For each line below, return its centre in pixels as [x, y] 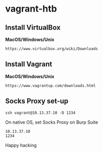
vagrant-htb [31, 9]
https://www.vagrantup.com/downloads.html [50, 86]
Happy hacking [21, 145]
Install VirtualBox [33, 28]
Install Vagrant [29, 64]
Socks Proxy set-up [37, 101]
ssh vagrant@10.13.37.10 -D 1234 [40, 113]
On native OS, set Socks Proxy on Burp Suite [52, 122]
